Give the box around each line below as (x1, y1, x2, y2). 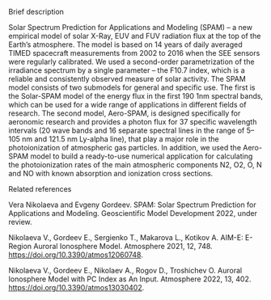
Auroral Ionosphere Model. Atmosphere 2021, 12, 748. (33, 242, 213, 251)
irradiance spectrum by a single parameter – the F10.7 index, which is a (8, 65, 245, 75)
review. (8, 218, 32, 226)
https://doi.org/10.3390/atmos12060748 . (8, 250, 143, 260)
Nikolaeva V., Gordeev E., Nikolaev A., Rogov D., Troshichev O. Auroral (8, 266, 243, 275)
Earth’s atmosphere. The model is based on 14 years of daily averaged (8, 40, 243, 49)
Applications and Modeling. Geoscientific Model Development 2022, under (8, 209, 257, 218)
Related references (8, 184, 72, 193)
